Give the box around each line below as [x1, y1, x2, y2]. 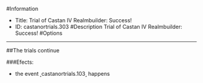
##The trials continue [6, 47, 60, 54]
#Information [6, 5, 39, 12]
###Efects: [6, 58, 34, 66]
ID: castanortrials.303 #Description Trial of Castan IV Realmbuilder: [14, 23, 182, 30]
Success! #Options [14, 29, 63, 37]
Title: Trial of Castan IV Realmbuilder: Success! [14, 17, 132, 23]
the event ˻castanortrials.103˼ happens [14, 70, 110, 77]
